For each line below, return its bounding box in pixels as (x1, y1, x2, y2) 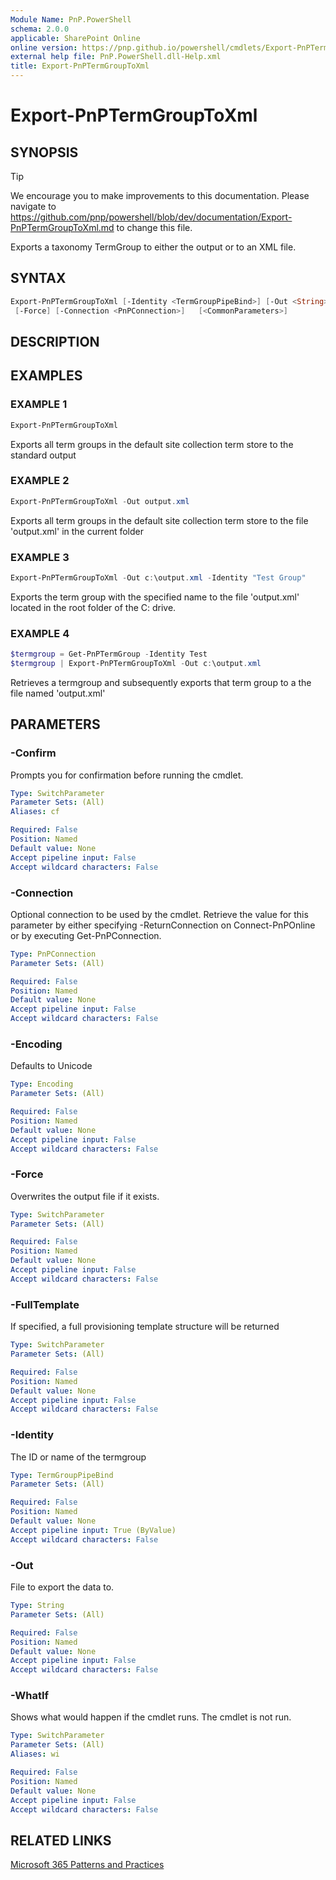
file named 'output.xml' (10, 687, 106, 699)
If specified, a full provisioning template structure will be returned (10, 1321, 280, 1333)
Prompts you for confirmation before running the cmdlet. (10, 769, 244, 781)
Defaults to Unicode (10, 1060, 93, 1072)
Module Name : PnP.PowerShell (10, 14, 132, 25)
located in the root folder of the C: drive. (10, 601, 177, 613)
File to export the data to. (10, 1581, 115, 1593)
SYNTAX (10, 270, 67, 287)
